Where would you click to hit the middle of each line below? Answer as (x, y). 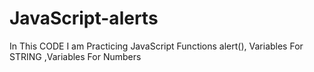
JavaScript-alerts (84, 18)
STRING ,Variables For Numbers (75, 56)
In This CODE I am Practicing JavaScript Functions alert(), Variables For (156, 46)
